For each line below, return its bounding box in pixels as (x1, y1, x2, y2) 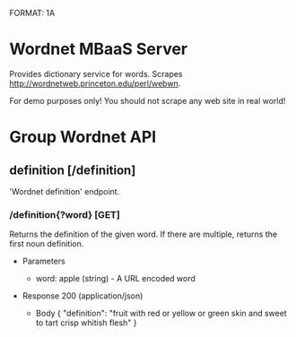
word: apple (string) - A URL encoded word (35, 273, 196, 284)
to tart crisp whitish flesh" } (35, 317, 137, 328)
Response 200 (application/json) (22, 290, 144, 301)
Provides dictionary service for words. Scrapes (9, 68, 183, 79)
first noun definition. (9, 238, 84, 249)
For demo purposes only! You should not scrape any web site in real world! (9, 95, 286, 106)
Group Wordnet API (9, 127, 157, 147)
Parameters (22, 255, 65, 267)
